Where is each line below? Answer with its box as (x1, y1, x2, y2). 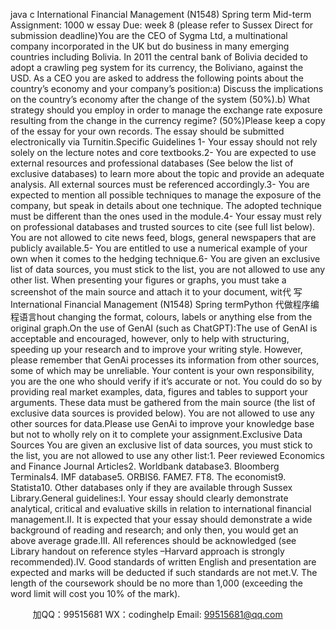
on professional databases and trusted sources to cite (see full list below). (10, 221, 316, 233)
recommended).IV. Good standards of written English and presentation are (10, 556, 317, 568)
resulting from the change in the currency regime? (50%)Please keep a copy (10, 115, 326, 126)
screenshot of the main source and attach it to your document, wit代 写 (10, 286, 303, 298)
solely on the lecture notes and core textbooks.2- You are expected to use (10, 147, 317, 158)
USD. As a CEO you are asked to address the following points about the (10, 72, 304, 84)
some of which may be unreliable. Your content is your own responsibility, (10, 365, 315, 376)
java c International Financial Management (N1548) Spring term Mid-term (10, 9, 312, 20)
